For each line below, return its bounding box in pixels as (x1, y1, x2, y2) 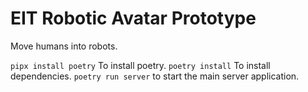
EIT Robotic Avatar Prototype (10, 7, 257, 30)
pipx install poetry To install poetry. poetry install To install (10, 59, 271, 71)
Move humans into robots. (10, 40, 118, 52)
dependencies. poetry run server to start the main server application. (10, 70, 300, 82)
